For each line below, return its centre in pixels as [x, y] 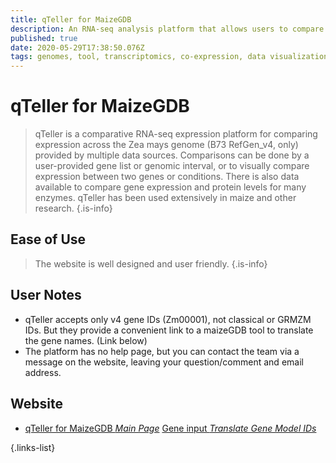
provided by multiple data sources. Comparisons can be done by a [172, 155]
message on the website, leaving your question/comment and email [164, 362]
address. [43, 372]
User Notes [46, 295]
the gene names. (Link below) [86, 340]
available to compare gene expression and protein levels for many [170, 187]
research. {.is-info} [73, 208]
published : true [44, 38]
